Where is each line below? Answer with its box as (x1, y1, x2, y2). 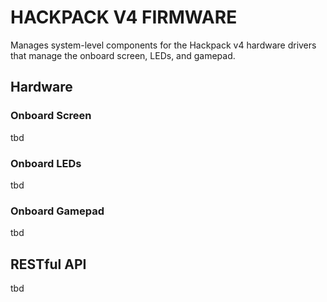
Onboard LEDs (10, 156, 82, 170)
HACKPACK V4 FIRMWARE (10, 6, 238, 29)
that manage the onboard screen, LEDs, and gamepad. (10, 49, 236, 61)
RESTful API (10, 256, 87, 273)
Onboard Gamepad (10, 204, 105, 218)
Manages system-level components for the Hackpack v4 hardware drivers (10, 39, 317, 51)
